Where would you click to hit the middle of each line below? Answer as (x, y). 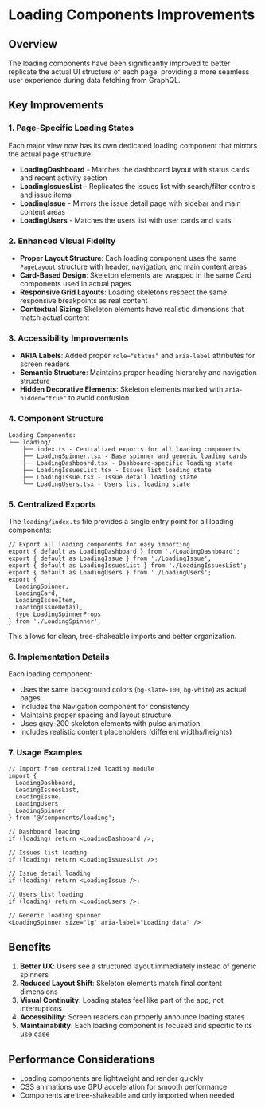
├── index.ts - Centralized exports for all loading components (131, 449)
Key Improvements (56, 105)
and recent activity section (63, 178)
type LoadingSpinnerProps (58, 614)
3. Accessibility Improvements (68, 338)
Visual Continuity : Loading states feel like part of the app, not (122, 1000)
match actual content (55, 317)
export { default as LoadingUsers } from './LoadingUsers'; (110, 572)
